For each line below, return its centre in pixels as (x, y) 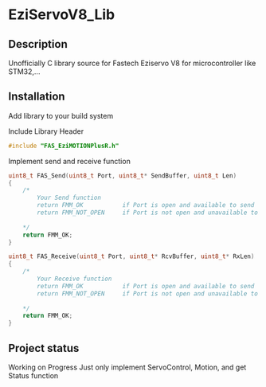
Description (38, 44)
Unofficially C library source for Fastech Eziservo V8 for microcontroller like (132, 63)
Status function (33, 375)
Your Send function (69, 198)
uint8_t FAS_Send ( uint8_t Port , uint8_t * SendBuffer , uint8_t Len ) (123, 176)
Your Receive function (74, 279)
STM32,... (24, 72)
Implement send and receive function (70, 161)
